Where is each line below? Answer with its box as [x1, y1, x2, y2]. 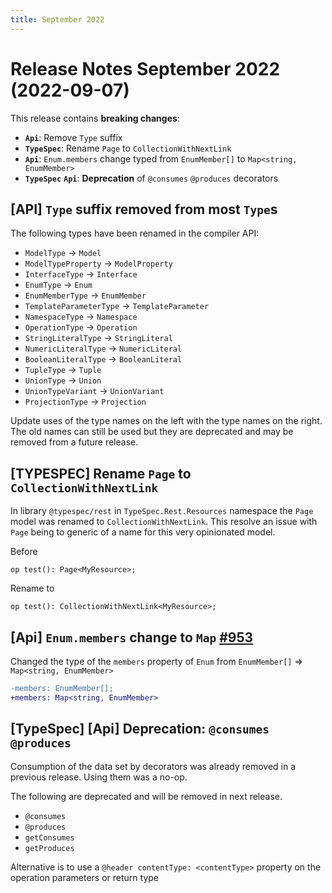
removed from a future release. [10, 436, 139, 448]
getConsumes [24, 832, 75, 843]
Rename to [10, 582, 55, 595]
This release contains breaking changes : [10, 112, 180, 124]
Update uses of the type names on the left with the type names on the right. [10, 415, 323, 427]
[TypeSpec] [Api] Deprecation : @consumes [10, 721, 270, 738]
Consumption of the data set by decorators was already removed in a [10, 760, 297, 772]
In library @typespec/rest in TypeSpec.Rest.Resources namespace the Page [10, 505, 314, 517]
